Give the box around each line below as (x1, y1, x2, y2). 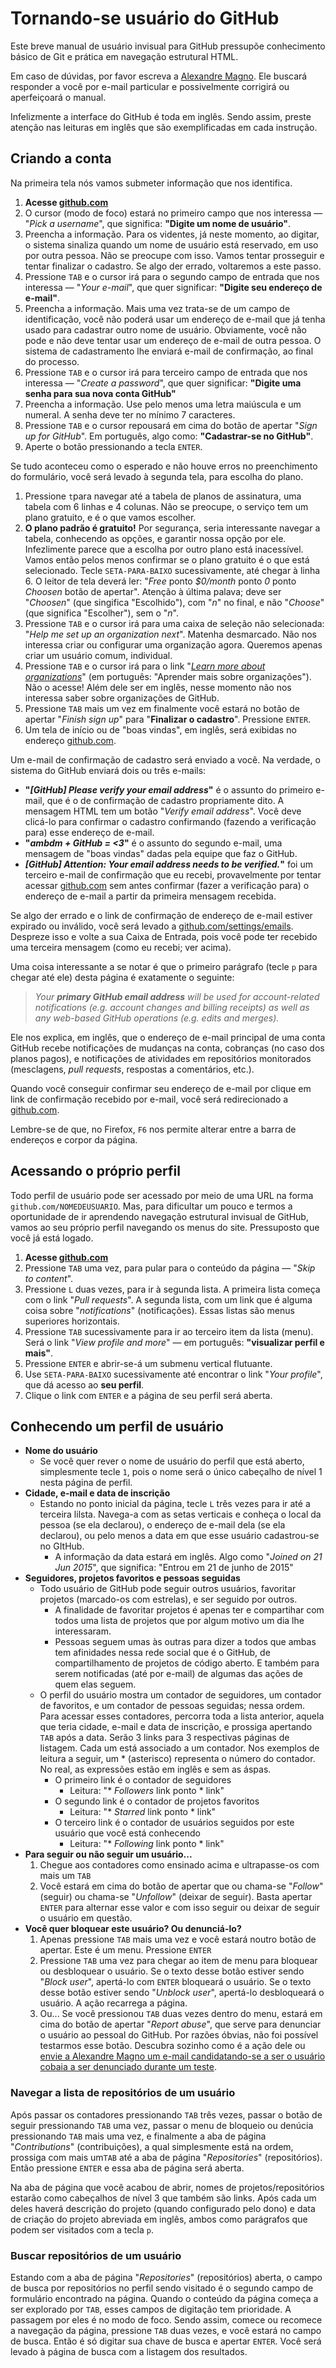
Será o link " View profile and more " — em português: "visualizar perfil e (24, 1336, 325, 1348)
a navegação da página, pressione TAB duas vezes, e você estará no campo (10, 2324, 322, 2336)
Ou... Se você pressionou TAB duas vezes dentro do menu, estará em (39, 2008, 323, 2020)
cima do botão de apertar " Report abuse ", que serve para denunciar (39, 2018, 322, 2031)
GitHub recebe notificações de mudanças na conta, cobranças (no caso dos (10, 1042, 325, 1054)
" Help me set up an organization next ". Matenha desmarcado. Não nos (24, 628, 317, 640)
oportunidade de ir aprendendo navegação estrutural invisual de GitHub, (10, 1210, 309, 1222)
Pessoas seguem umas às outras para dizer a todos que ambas (54, 1636, 317, 1648)
